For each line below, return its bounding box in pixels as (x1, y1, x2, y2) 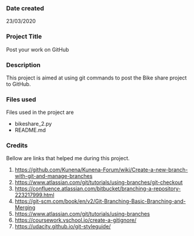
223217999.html (14, 192, 54, 199)
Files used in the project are (6, 109, 74, 116)
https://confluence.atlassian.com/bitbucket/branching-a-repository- (14, 185, 182, 192)
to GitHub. (6, 80, 31, 87)
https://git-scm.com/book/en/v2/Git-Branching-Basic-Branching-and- (14, 197, 186, 205)
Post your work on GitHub (6, 46, 69, 53)
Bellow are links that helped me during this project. (6, 155, 130, 162)
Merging (14, 204, 35, 211)
